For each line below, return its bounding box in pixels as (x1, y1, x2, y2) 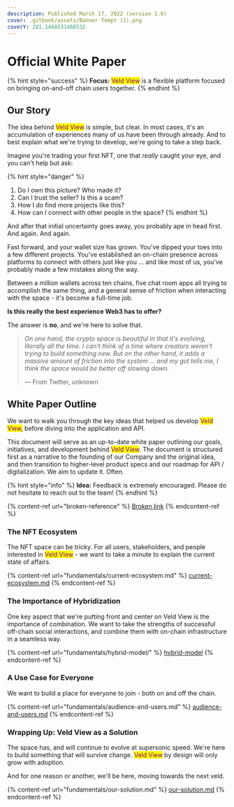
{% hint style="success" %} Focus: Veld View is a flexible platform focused (7, 76, 226, 85)
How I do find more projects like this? (17, 201, 124, 209)
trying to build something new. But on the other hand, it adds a (24, 350, 205, 358)
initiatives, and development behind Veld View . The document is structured (7, 445, 223, 453)
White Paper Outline (7, 398, 97, 410)
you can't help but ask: (7, 159, 73, 167)
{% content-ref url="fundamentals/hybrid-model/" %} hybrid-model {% (7, 648, 214, 656)
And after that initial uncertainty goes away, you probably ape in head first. (7, 222, 222, 230)
